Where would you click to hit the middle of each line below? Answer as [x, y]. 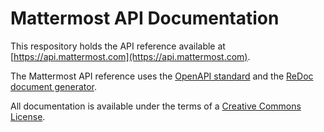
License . [28, 116]
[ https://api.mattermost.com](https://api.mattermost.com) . [130, 56]
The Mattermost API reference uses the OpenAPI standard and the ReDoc [162, 76]
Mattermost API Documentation [145, 18]
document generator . [54, 86]
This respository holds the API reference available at [118, 46]
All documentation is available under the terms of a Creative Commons [156, 106]
